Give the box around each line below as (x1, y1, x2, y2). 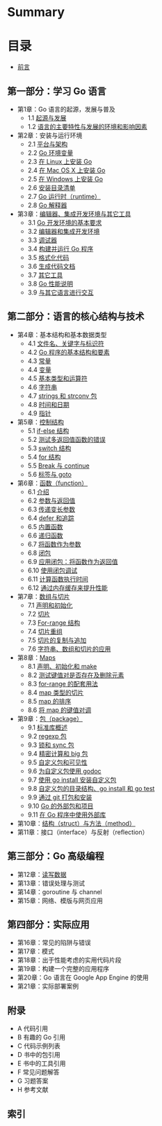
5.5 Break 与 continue (27, 461, 90, 470)
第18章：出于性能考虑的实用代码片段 (17, 956, 122, 964)
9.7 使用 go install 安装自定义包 (27, 776, 117, 784)
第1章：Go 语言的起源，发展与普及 (17, 105, 116, 113)
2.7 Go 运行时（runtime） (27, 192, 101, 200)
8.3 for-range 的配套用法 (27, 679, 99, 688)
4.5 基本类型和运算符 (27, 374, 88, 383)
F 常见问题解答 (17, 1068, 60, 1076)
